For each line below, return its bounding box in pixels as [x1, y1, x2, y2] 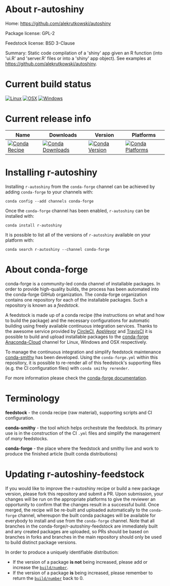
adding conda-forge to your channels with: [5, 189, 94, 195]
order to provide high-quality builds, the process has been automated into [5, 286, 159, 292]
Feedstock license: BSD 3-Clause [5, 40, 75, 46]
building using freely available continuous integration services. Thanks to [5, 322, 158, 329]
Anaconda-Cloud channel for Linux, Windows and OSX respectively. [5, 339, 148, 345]
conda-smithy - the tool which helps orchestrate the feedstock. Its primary [5, 425, 162, 431]
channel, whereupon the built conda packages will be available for [17, 512, 156, 518]
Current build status [5, 79, 92, 90]
